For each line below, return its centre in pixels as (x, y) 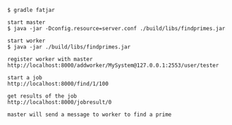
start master (26, 22)
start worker (26, 41)
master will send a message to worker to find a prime (90, 114)
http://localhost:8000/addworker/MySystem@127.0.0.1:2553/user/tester (113, 65)
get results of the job (42, 96)
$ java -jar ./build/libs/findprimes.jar (69, 47)
